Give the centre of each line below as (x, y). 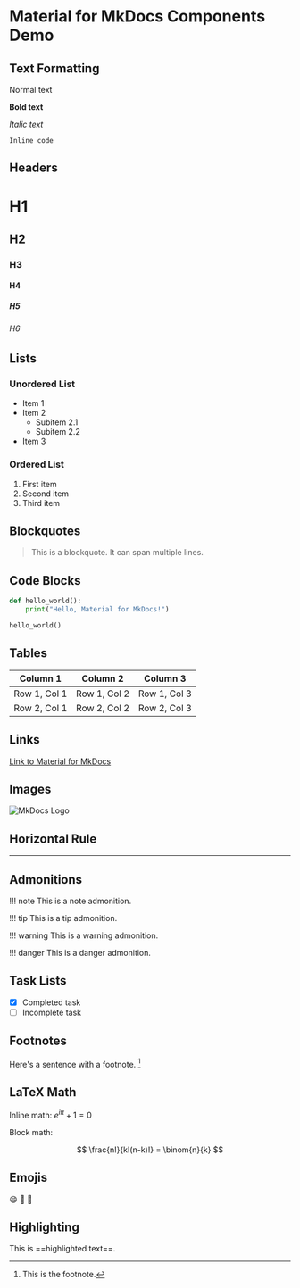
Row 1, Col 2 (103, 694)
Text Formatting (54, 68)
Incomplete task (52, 1012)
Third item (41, 503)
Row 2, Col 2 (103, 708)
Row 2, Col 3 (165, 708)
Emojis (28, 1178)
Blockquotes (45, 532)
